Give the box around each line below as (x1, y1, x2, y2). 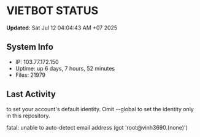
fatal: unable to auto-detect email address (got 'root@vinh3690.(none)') (6, 123, 188, 131)
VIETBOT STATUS (6, 4, 99, 18)
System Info (6, 42, 54, 52)
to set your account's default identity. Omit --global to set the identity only (6, 105, 194, 112)
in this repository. (6, 112, 50, 119)
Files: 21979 (15, 71, 46, 79)
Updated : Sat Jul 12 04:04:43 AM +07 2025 (6, 24, 118, 31)
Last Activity (6, 89, 56, 100)
